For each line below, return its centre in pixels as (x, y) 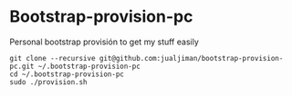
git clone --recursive (52, 58)
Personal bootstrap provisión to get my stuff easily (104, 42)
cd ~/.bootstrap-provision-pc (67, 74)
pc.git (22, 66)
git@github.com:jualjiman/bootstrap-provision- (191, 58)
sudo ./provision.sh (49, 82)
